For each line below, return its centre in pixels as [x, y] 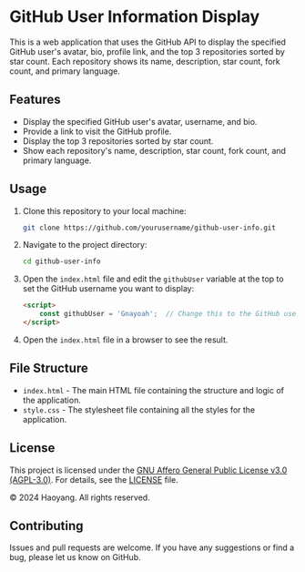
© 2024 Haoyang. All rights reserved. [80, 497]
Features [35, 100]
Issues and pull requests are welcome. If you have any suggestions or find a [152, 547]
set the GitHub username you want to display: [108, 289]
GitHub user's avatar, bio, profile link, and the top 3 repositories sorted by [147, 51]
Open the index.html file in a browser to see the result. [125, 340]
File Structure [49, 368]
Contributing [46, 526]
